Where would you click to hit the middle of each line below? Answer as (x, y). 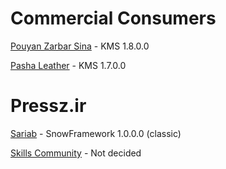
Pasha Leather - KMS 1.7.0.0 (68, 65)
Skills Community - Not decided (76, 153)
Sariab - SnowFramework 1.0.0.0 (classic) (96, 133)
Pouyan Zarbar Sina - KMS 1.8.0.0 (80, 46)
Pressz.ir (48, 106)
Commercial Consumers (113, 18)
